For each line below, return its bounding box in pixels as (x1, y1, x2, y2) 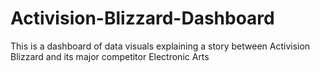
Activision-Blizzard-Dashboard (10, 7, 275, 30)
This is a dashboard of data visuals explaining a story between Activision (10, 40, 311, 52)
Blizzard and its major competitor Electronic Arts (10, 50, 210, 62)
